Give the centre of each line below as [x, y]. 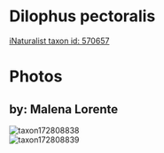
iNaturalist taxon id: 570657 [59, 41]
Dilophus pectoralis [82, 16]
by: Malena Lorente [64, 109]
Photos [36, 76]
